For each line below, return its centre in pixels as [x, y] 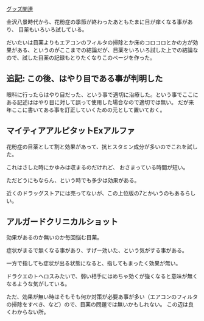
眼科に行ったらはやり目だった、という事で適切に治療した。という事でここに [102, 94]
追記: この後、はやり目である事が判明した [85, 79]
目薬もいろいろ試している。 [53, 30]
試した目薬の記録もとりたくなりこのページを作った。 [89, 58]
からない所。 [33, 312]
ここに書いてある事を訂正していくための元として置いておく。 [88, 110]
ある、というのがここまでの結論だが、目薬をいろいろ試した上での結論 [105, 50]
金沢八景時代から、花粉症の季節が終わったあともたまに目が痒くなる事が [97, 22]
